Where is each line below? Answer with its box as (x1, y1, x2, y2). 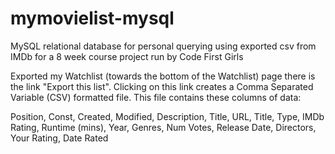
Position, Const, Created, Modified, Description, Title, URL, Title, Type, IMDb (10, 110, 325, 122)
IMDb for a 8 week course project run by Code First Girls (10, 50, 244, 62)
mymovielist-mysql (10, 7, 175, 30)
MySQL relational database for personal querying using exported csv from (10, 40, 317, 52)
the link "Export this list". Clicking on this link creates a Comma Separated (10, 80, 314, 92)
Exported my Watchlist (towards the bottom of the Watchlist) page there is (10, 70, 316, 82)
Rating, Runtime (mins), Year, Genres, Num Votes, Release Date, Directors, (10, 121, 317, 133)
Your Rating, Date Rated (10, 132, 109, 144)
